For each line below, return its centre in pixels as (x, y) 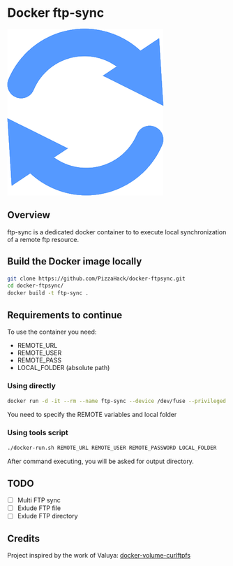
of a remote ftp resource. (43, 239)
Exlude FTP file (39, 508)
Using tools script (38, 433)
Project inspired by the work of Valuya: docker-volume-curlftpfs (99, 556)
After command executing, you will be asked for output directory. (100, 461)
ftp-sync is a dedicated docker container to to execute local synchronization (117, 232)
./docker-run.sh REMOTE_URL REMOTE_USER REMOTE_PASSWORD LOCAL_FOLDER (112, 448)
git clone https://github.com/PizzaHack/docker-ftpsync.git (97, 278)
